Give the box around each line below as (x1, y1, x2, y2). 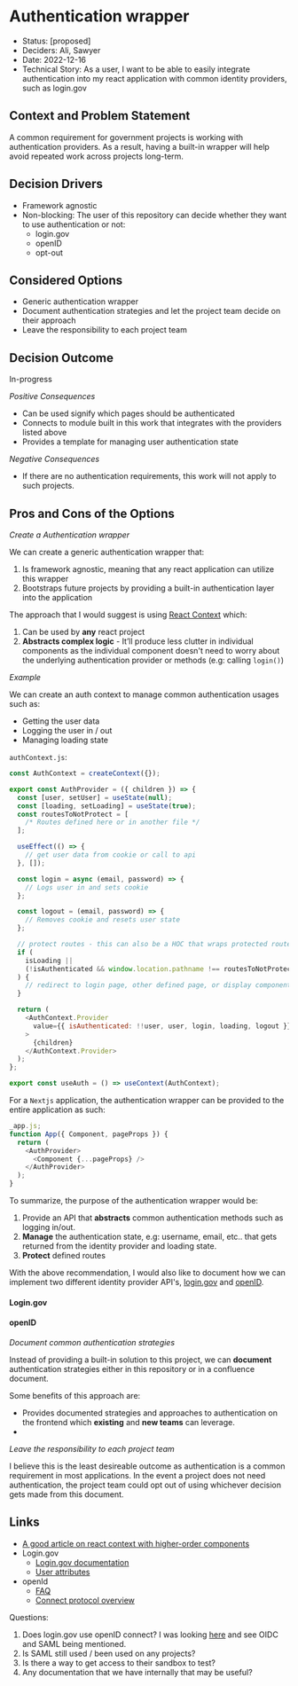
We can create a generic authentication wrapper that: (9, 547, 205, 557)
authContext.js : (9, 752, 68, 762)
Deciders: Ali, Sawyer (21, 44, 101, 55)
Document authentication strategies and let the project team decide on (21, 306, 281, 317)
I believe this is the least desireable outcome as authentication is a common (9, 1461, 286, 1471)
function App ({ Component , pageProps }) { (9, 1129, 169, 1139)
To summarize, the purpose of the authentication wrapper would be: (9, 1196, 259, 1205)
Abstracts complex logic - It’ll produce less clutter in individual (21, 636, 255, 647)
